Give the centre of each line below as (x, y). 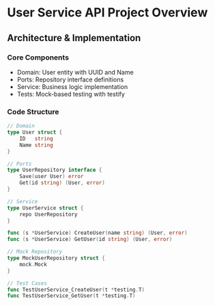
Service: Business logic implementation (72, 86)
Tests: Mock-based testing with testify (71, 94)
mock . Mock (33, 264)
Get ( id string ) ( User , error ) (62, 183)
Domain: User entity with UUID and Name (75, 72)
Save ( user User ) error (52, 177)
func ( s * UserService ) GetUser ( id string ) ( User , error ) (90, 240)
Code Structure (33, 112)
